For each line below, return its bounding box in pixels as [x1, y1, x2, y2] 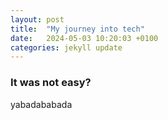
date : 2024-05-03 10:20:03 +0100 [10, 33, 159, 43]
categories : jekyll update [10, 42, 123, 53]
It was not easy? [10, 76, 92, 90]
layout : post [10, 14, 65, 25]
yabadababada [10, 98, 73, 110]
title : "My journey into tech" [10, 24, 145, 34]
